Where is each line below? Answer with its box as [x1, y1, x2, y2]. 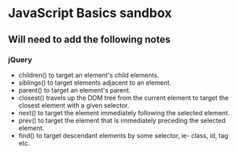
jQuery [8, 55, 33, 65]
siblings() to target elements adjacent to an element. [18, 78, 172, 87]
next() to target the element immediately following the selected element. [18, 108, 230, 117]
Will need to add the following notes [8, 33, 171, 46]
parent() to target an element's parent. [18, 85, 131, 94]
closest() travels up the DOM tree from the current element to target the [18, 93, 229, 102]
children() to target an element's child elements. [18, 70, 159, 79]
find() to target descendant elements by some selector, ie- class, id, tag [18, 131, 228, 139]
